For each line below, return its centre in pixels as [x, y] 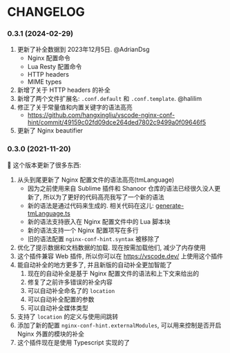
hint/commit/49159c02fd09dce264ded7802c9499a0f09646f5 [117, 122]
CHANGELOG [46, 12]
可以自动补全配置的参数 [61, 299]
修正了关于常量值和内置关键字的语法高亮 [75, 107]
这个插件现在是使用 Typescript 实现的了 [73, 342]
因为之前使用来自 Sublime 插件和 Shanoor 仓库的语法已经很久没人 [121, 188]
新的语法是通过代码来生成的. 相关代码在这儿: [90, 205]
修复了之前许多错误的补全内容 [70, 282]
